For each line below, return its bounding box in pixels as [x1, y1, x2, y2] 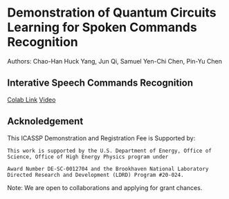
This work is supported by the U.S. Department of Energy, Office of [7, 147, 212, 154]
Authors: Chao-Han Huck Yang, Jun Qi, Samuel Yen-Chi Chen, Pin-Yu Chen [7, 57, 223, 65]
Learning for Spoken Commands [7, 19, 197, 35]
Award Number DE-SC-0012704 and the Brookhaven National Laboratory [7, 165, 209, 172]
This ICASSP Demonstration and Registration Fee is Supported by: [7, 133, 196, 142]
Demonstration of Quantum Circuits [7, 5, 217, 21]
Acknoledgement [7, 115, 84, 127]
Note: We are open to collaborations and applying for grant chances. [7, 183, 203, 191]
